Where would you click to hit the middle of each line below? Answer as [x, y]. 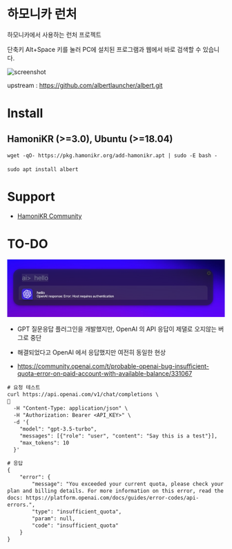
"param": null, [54, 519]
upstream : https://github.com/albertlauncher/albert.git [85, 85]
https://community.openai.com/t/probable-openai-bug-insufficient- [113, 366]
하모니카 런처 [42, 14]
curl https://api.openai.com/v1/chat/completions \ [83, 395]
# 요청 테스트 [24, 388]
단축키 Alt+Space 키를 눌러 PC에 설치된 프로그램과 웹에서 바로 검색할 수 [104, 49]
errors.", [21, 505]
